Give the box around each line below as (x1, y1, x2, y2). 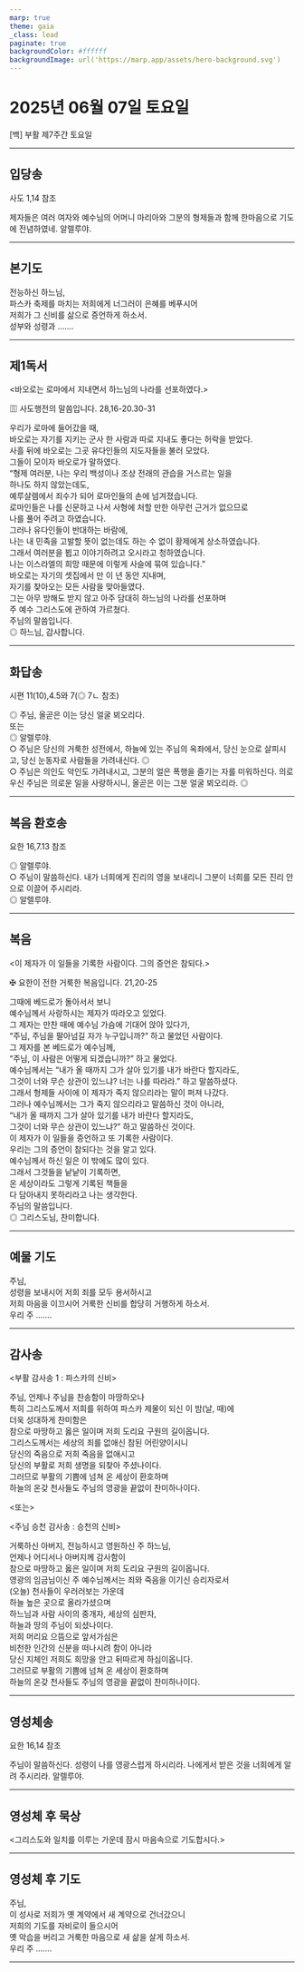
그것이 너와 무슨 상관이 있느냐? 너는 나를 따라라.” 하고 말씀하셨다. (9, 1075, 238, 1086)
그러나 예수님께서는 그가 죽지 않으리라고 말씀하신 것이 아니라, (9, 1098, 224, 1109)
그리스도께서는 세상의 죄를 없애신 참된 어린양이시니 (9, 1437, 188, 1448)
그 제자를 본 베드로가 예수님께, (9, 1041, 116, 1053)
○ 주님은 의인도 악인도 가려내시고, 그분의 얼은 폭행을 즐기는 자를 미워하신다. (9, 766, 278, 777)
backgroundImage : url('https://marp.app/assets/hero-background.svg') (9, 55, 281, 64)
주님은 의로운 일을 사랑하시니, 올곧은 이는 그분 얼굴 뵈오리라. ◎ (25, 778, 249, 789)
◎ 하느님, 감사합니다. (9, 627, 85, 638)
